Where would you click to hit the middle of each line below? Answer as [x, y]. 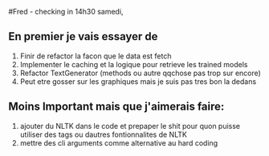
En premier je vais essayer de [83, 36]
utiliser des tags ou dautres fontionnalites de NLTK [103, 134]
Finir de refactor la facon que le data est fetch [96, 56]
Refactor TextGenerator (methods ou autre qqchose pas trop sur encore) [140, 73]
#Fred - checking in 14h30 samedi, [66, 12]
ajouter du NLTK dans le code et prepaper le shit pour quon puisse [130, 126]
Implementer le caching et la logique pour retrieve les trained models [134, 64]
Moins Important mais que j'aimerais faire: [116, 107]
